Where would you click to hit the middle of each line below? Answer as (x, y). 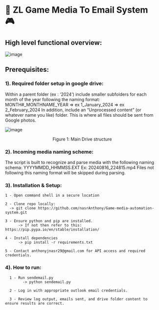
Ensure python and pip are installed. (53, 221)
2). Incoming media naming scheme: (49, 152)
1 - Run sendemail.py (32, 278)
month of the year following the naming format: (53, 99)
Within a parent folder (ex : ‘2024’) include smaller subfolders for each (76, 94)
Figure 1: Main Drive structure (82, 139)
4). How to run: (23, 268)
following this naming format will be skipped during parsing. (65, 172)
